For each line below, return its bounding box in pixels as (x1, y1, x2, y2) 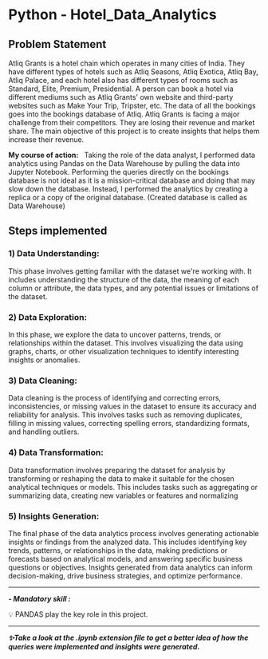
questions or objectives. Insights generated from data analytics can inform (8, 562, 253, 572)
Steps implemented (8, 224, 108, 238)
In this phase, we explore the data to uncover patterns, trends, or (8, 329, 222, 339)
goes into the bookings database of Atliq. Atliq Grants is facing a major (8, 109, 240, 119)
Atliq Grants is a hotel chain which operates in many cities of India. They (8, 58, 246, 68)
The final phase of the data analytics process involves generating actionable (8, 528, 259, 538)
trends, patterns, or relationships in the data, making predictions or (8, 545, 228, 555)
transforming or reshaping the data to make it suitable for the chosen (8, 473, 235, 483)
